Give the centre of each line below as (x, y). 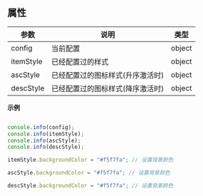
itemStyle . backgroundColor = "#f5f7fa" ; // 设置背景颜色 (90, 160)
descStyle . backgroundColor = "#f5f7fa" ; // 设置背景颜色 (90, 186)
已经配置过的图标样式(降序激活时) (108, 88)
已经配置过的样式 (80, 61)
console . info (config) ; (41, 127)
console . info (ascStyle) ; (44, 140)
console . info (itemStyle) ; (46, 134)
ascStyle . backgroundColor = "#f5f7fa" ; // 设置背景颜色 (89, 173)
